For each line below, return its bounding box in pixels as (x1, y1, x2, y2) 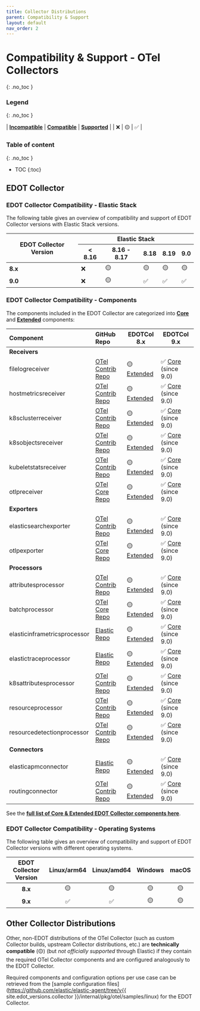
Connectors (9, 745, 43, 754)
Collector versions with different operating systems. (6, 844, 133, 852)
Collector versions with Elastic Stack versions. (6, 221, 120, 228)
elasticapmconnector (9, 762, 68, 770)
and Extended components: (6, 316, 75, 323)
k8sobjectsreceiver (9, 438, 64, 447)
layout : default (6, 20, 46, 26)
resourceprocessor (9, 704, 62, 712)
